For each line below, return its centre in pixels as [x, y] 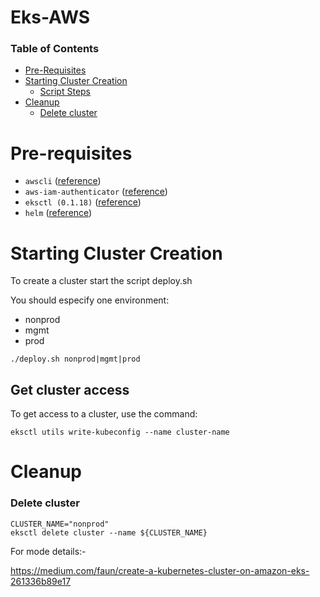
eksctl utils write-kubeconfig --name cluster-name [120, 432]
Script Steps [65, 92]
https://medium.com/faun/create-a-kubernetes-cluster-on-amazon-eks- [160, 570]
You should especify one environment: [90, 300]
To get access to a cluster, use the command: [104, 414]
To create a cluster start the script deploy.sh [101, 281]
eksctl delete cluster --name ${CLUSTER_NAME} [109, 532]
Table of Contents [55, 49]
